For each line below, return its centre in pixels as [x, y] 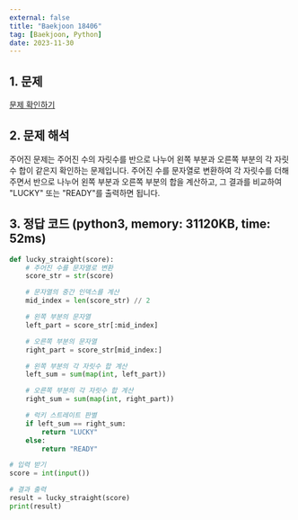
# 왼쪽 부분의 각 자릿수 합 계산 [77, 366]
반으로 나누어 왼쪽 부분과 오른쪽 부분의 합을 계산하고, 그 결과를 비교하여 [158, 182]
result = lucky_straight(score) [70, 498]
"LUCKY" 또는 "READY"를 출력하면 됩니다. [85, 193]
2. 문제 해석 [39, 136]
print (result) [36, 506]
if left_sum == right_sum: [76, 424]
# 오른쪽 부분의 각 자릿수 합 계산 [79, 391]
